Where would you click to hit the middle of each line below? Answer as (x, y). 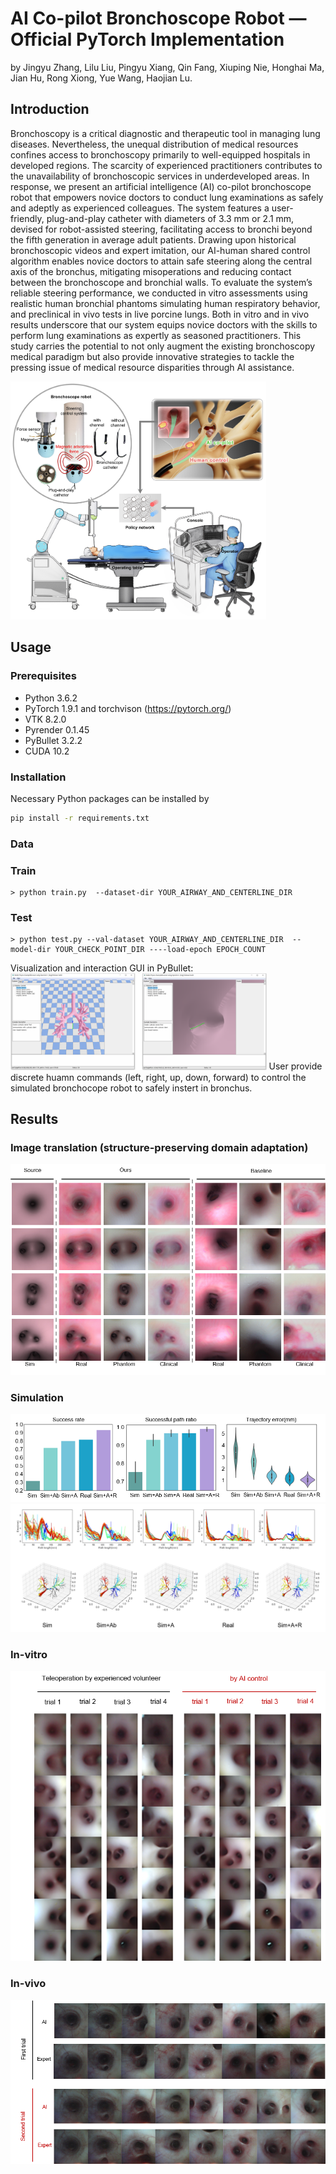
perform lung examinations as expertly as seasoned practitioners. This (156, 335)
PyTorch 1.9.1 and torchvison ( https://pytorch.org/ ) (128, 708)
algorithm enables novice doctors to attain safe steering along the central (161, 261)
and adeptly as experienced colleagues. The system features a (140, 208)
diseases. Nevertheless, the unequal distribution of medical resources (154, 144)
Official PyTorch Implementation (147, 39)
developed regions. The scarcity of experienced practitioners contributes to (166, 165)
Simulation (37, 1397)
